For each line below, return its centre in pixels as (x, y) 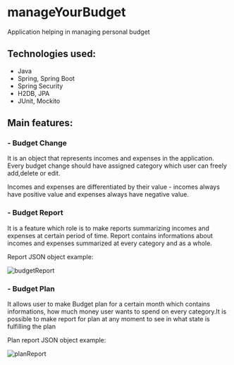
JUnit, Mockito (39, 101)
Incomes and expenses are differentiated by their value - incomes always (114, 187)
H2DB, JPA (33, 93)
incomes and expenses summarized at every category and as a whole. (110, 243)
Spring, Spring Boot (46, 78)
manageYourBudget (67, 12)
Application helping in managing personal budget (79, 32)
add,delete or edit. (34, 173)
